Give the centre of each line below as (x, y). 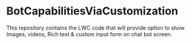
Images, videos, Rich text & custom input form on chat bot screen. (89, 34)
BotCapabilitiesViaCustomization (92, 11)
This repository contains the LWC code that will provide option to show (95, 28)
